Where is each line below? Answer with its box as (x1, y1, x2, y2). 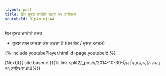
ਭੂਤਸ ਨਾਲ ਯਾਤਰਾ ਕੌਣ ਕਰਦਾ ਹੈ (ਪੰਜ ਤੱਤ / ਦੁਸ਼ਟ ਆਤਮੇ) (12, 40, 105, 46)
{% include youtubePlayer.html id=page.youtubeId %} (5, 50, 116, 56)
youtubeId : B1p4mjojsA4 (5, 16, 55, 21)
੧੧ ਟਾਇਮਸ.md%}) (5, 65, 41, 71)
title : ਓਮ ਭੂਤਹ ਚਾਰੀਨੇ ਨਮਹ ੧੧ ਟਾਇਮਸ (5, 12, 76, 17)
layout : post (5, 7, 32, 12)
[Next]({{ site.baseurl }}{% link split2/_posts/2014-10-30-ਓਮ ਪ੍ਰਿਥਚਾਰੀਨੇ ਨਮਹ (5, 60, 161, 66)
